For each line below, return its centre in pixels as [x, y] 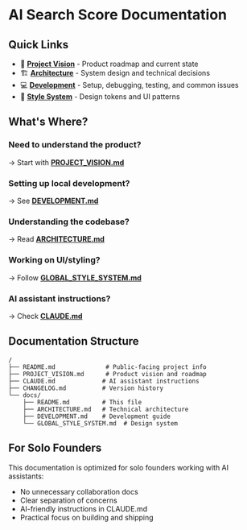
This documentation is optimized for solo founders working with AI [119, 467]
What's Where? [48, 122]
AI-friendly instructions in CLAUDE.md [83, 508]
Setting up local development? [69, 183]
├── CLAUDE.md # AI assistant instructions [104, 381]
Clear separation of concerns [69, 500]
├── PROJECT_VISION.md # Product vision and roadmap [107, 374]
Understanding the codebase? [69, 222]
